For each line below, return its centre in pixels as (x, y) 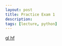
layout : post (19, 10)
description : (19, 19)
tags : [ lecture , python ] (31, 24)
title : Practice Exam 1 (30, 14)
